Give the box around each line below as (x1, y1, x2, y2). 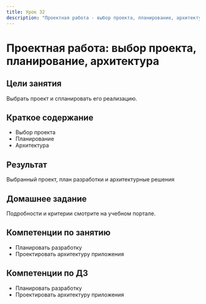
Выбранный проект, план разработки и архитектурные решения (6, 176, 175, 183)
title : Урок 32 (6, 9, 45, 15)
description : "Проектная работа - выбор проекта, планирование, (6, 15, 174, 21)
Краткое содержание (6, 112, 94, 123)
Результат (6, 159, 48, 170)
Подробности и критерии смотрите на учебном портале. (6, 210, 156, 217)
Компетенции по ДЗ (6, 268, 88, 279)
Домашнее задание (6, 194, 87, 204)
